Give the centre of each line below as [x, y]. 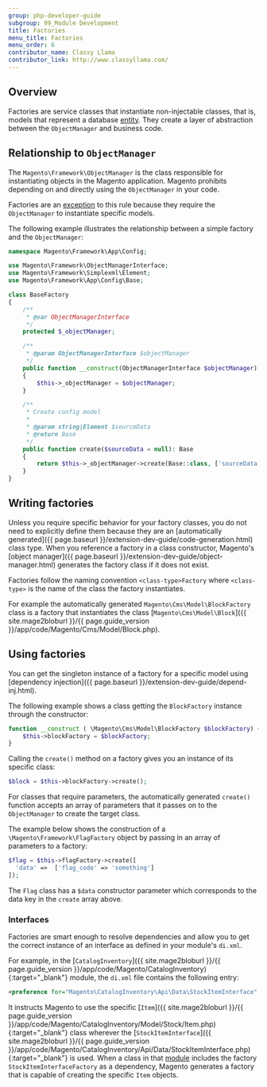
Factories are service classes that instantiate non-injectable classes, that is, [132, 111]
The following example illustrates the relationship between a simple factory [131, 228]
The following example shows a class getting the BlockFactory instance [125, 706]
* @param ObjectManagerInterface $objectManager [108, 354]
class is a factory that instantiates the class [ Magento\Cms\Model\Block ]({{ [128, 612]
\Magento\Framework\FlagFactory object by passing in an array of [114, 837]
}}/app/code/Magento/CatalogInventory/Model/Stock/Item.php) [112, 1024]
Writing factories [51, 503]
